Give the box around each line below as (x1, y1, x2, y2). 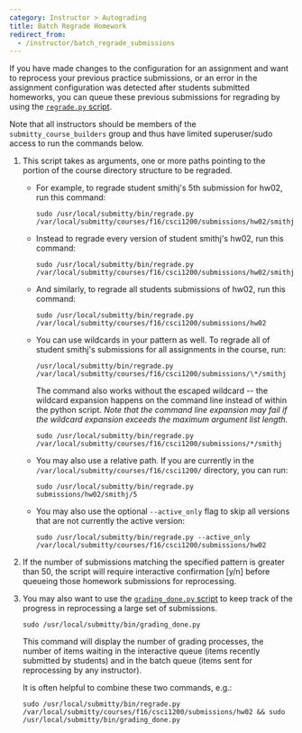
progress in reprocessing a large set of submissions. (22, 603, 218, 614)
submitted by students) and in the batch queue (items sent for (22, 655, 252, 666)
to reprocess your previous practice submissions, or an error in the (9, 73, 258, 84)
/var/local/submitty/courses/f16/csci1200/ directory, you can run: (35, 465, 288, 476)
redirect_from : (9, 30, 67, 39)
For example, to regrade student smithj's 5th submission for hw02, (35, 182, 283, 194)
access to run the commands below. (9, 138, 144, 149)
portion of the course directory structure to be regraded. (22, 165, 233, 176)
